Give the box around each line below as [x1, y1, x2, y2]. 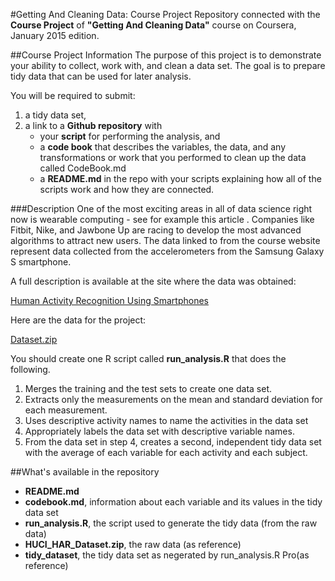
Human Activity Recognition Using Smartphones [10, 295, 209, 306]
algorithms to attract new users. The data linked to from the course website [10, 235, 321, 246]
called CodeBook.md [39, 162, 127, 174]
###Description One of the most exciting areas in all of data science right [10, 203, 313, 214]
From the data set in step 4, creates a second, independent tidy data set [24, 436, 322, 448]
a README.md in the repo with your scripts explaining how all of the [39, 173, 322, 184]
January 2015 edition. [10, 30, 100, 41]
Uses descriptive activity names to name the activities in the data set [24, 415, 309, 426]
